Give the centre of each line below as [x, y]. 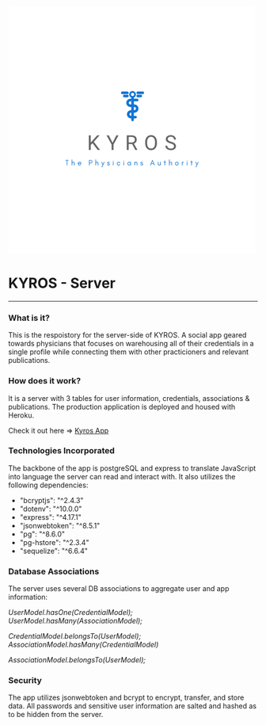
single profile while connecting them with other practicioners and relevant [129, 352]
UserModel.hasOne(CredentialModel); [70, 612]
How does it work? [45, 381]
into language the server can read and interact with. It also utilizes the [122, 476]
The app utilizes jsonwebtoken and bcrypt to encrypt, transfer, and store [126, 698]
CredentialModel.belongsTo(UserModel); [75, 636]
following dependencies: [48, 485]
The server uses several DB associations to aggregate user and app [119, 589]
